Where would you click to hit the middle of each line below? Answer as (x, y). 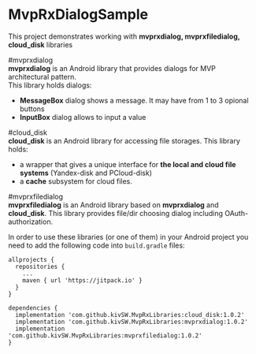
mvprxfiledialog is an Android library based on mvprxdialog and (113, 205)
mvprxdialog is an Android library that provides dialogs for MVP (112, 68)
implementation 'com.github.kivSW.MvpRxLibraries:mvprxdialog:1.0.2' (132, 322)
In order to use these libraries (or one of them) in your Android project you (128, 237)
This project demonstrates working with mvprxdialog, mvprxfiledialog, (124, 36)
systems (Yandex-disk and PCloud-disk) (85, 173)
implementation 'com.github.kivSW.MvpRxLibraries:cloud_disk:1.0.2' (130, 315)
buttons (32, 109)
